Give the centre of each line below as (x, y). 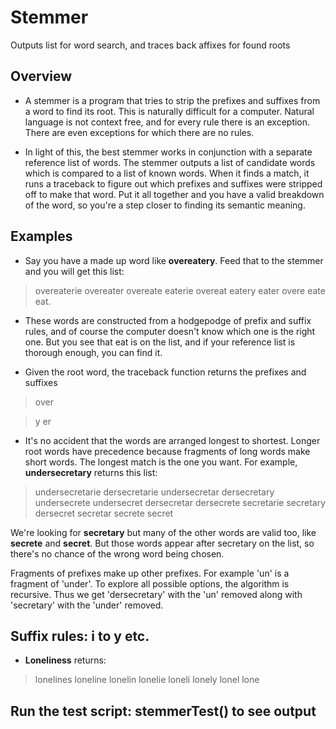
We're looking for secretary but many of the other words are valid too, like (163, 532)
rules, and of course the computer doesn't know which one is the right (170, 331)
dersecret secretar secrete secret (104, 513)
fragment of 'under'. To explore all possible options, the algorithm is (150, 583)
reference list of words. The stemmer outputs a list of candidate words (170, 162)
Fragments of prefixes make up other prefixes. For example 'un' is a (150, 573)
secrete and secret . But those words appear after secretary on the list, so (162, 543)
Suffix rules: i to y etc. (80, 636)
